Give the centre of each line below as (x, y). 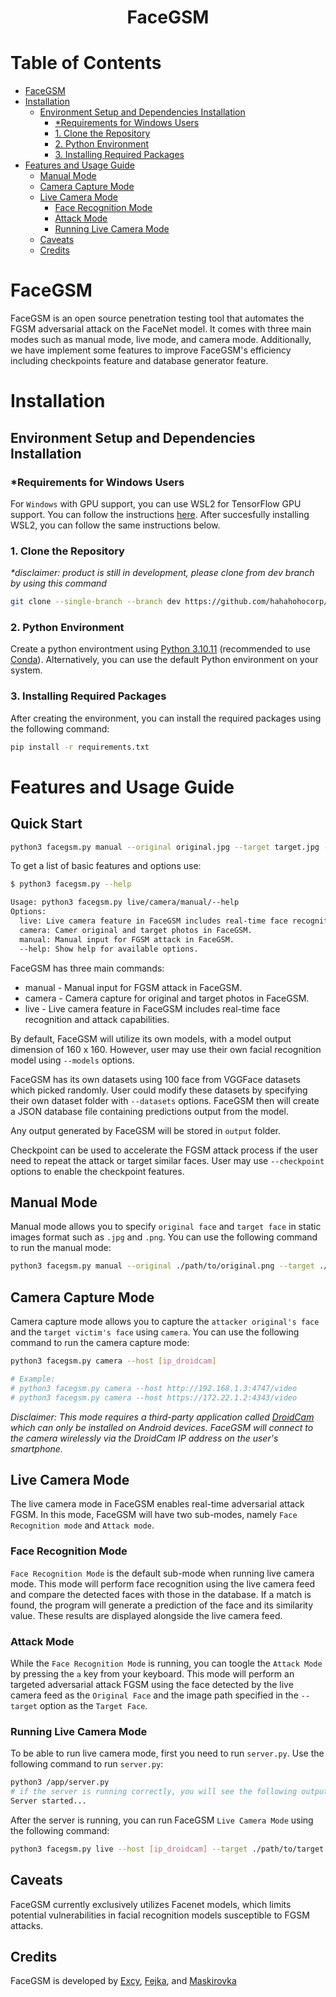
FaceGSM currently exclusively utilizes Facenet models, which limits (151, 1904)
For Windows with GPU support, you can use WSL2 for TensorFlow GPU (156, 503)
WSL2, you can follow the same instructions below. (115, 525)
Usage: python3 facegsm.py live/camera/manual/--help (125, 902)
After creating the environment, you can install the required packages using (166, 718)
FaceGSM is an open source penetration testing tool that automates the (157, 318)
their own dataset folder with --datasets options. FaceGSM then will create (165, 1100)
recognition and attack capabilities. (97, 1019)
